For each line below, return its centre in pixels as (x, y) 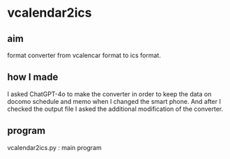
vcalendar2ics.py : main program (55, 147)
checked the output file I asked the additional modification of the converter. (115, 109)
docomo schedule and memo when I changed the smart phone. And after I (114, 101)
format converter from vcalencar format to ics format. (84, 55)
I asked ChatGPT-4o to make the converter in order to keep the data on (109, 94)
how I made (33, 77)
